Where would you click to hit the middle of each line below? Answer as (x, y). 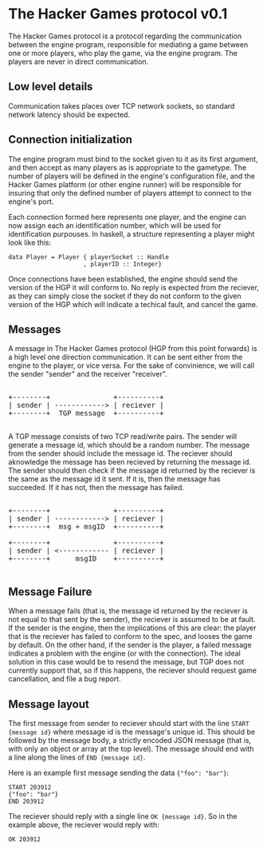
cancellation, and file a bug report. (65, 679)
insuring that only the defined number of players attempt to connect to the (130, 193)
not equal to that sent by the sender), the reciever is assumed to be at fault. (132, 620)
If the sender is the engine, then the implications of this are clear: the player (132, 628)
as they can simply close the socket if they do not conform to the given (125, 296)
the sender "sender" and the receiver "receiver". (88, 374)
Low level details (51, 87)
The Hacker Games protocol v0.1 (118, 14)
